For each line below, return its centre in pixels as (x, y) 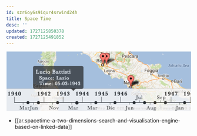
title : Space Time (29, 19)
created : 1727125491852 (35, 37)
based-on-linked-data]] (43, 127)
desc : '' (17, 25)
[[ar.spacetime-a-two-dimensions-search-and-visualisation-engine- (97, 121)
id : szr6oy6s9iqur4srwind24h (42, 12)
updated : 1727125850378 (35, 31)
